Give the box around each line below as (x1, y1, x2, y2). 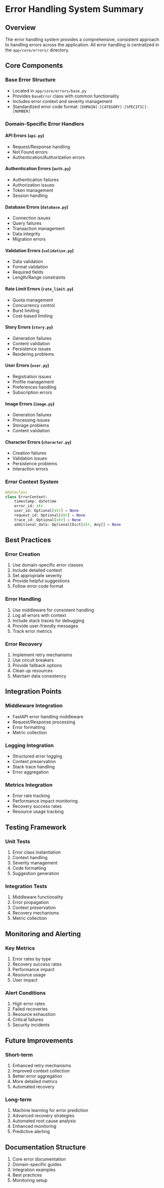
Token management (12, 188, 54, 194)
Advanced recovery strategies (12, 1113, 75, 1119)
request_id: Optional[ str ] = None (14, 513, 85, 518)
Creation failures (12, 450, 47, 456)
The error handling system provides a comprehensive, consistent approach (5, 36, 160, 42)
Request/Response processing (12, 719, 76, 725)
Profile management (12, 379, 54, 385)
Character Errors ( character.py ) (5, 439, 72, 445)
